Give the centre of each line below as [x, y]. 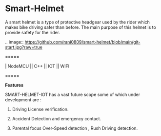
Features [14, 85]
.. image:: [14, 42]
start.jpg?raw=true [24, 47]
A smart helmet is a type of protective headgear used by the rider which [78, 22]
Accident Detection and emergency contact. [57, 118]
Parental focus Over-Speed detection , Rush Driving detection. [75, 128]
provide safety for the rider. [32, 32]
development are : [23, 100]
